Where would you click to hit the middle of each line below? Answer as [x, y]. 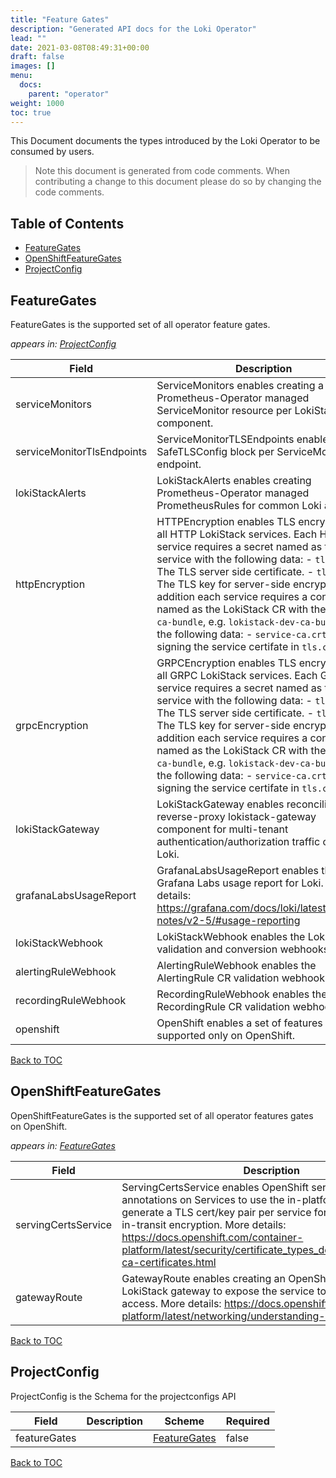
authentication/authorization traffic [238, 841]
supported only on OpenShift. [226, 1035]
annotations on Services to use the [203, 1199]
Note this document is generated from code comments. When [162, 171]
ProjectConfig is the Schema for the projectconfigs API [123, 1396]
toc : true [31, 112]
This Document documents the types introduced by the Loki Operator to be [165, 141]
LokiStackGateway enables [220, 804]
